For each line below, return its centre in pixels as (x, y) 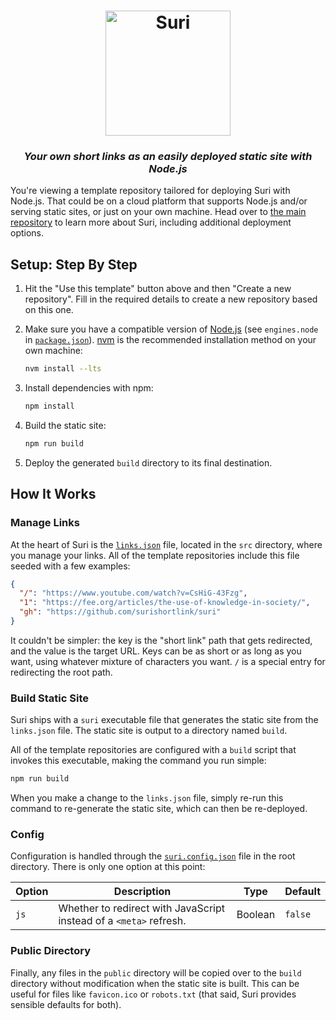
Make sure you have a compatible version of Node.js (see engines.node (171, 329)
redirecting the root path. (61, 672)
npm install (49, 406)
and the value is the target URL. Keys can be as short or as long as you (156, 651)
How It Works (53, 494)
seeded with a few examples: (70, 566)
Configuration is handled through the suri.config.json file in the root (153, 856)
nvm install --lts (63, 369)
